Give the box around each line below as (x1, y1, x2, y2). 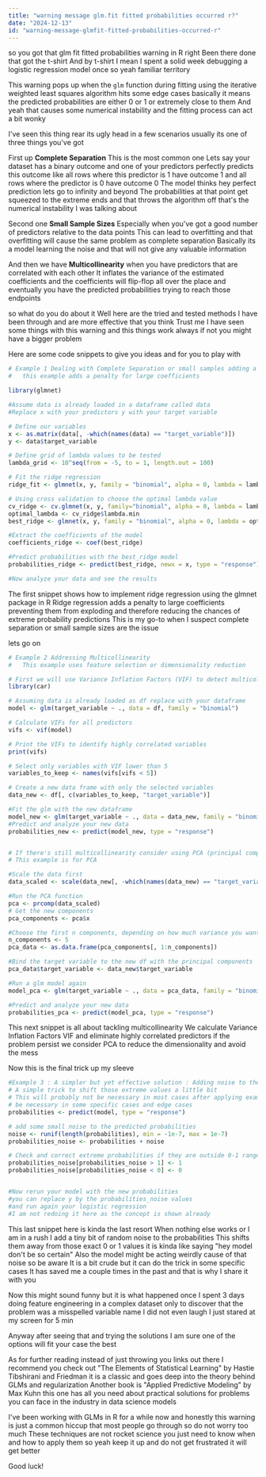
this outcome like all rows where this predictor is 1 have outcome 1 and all (8, 170, 247, 179)
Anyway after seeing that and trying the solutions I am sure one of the (8, 1330, 236, 1341)
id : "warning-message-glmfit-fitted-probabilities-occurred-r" (8, 26, 222, 34)
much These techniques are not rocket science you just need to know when (8, 1429, 256, 1438)
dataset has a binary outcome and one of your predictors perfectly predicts (8, 162, 254, 171)
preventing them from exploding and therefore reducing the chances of (8, 606, 241, 616)
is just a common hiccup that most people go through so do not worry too (8, 1421, 249, 1430)
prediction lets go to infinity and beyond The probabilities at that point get (8, 187, 249, 197)
